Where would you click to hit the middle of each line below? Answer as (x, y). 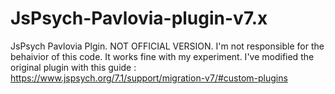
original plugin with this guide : (73, 67)
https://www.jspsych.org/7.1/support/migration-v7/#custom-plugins (149, 78)
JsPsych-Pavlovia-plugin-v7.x (139, 18)
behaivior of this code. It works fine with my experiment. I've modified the (162, 56)
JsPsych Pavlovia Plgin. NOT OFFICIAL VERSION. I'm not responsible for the (167, 46)
